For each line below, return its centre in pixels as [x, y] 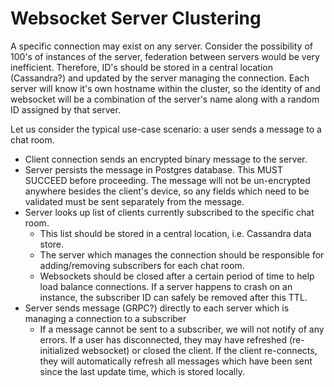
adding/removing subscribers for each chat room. [142, 265]
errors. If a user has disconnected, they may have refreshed [163, 339]
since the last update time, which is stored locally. [142, 371]
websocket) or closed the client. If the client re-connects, [199, 350]
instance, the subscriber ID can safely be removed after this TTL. [173, 297]
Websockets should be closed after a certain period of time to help [177, 276]
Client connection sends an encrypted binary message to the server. [166, 159]
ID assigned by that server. [65, 109]
